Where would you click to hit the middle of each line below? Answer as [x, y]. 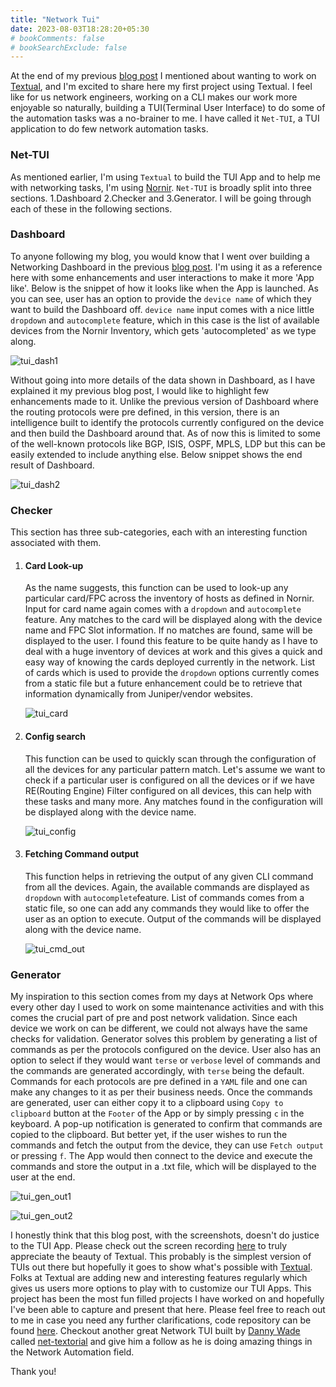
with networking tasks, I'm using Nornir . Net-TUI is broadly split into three [161, 187]
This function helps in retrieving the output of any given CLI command [169, 876]
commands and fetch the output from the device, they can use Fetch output [167, 1145]
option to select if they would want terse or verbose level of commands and [165, 1060]
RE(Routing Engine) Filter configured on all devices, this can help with [168, 790]
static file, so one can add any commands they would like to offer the [167, 908]
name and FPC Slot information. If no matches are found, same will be [168, 630]
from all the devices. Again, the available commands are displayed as [167, 887]
